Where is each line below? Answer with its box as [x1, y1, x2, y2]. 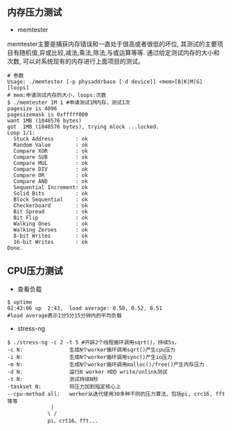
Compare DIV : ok [13, 166, 89, 173]
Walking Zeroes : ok [13, 226, 89, 234]
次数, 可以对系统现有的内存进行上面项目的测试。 [7, 57, 144, 65]
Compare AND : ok [13, 177, 89, 185]
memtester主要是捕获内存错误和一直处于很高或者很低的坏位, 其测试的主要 [7, 39, 217, 48]
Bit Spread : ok [13, 208, 89, 215]
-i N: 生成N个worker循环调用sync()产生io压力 [7, 353, 173, 360]
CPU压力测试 [7, 265, 64, 277]
